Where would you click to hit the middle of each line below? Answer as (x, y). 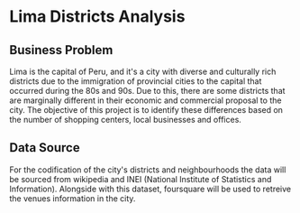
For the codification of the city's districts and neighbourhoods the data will (148, 170)
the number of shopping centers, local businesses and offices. (125, 120)
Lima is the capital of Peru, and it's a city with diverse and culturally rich (143, 71)
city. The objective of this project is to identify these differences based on (146, 110)
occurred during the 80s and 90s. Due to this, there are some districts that (147, 91)
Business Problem (61, 50)
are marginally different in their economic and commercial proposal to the (145, 100)
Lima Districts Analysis (97, 17)
